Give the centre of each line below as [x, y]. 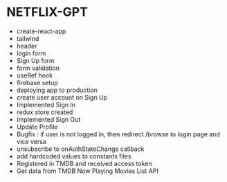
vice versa [31, 141]
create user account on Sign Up [62, 97]
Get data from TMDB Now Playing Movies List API [87, 171]
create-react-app [41, 31]
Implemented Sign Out [48, 119]
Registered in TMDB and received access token [84, 163]
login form [31, 53]
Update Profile [37, 127]
